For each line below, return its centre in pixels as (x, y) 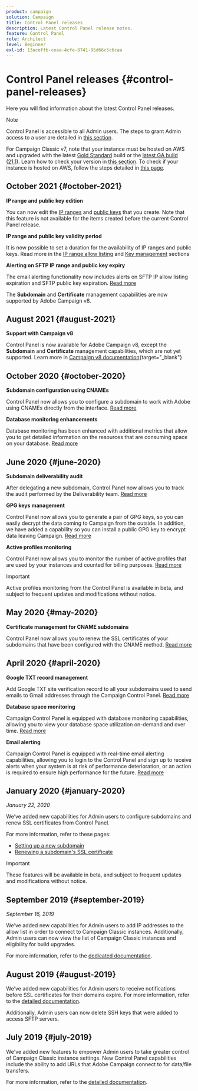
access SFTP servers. (33, 1019)
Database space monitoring (41, 706)
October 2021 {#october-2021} (64, 186)
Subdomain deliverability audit (44, 476)
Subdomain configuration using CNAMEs (57, 390)
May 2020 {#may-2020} (52, 613)
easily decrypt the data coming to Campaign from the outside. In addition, (96, 523)
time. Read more (26, 730)
